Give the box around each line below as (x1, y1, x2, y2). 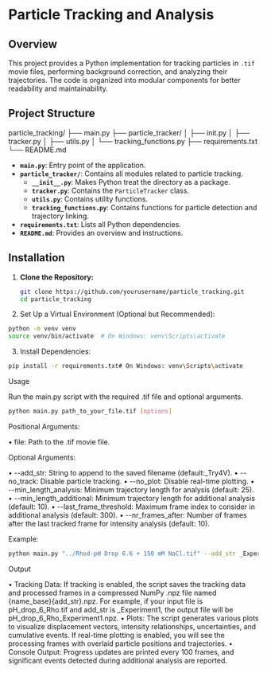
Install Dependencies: (19, 346, 91, 356)
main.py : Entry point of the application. (19, 160, 146, 170)
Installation (8, 251, 65, 264)
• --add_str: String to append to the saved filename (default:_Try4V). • (8, 468, 238, 477)
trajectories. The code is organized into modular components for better (8, 76, 241, 84)
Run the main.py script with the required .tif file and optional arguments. (8, 392, 244, 401)
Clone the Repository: (19, 272, 94, 282)
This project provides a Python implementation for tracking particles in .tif (8, 58, 256, 68)
